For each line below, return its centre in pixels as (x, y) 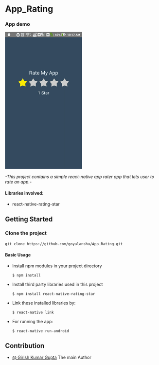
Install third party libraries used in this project (57, 284)
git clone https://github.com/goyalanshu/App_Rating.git (64, 244)
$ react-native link (33, 312)
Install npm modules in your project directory (57, 266)
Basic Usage (18, 255)
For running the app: (33, 321)
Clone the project (26, 233)
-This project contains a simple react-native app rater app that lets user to (80, 177)
